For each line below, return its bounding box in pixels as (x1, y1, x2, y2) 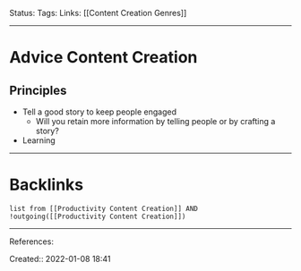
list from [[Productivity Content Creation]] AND (9, 204, 199, 213)
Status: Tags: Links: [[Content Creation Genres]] (9, 8, 187, 18)
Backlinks (9, 174, 84, 195)
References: (9, 236, 54, 247)
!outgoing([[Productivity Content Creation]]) (9, 212, 186, 221)
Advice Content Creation (9, 47, 198, 68)
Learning (21, 135, 56, 146)
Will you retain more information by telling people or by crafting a (35, 116, 276, 126)
